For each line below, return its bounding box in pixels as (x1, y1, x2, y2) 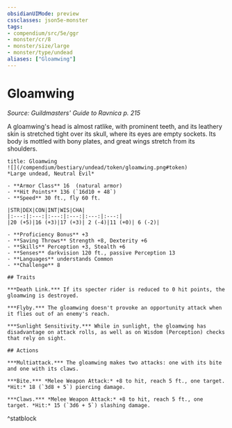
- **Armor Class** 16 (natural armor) (7, 182, 123, 189)
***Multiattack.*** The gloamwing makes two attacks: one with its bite (7, 359, 222, 366)
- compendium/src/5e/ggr (7, 29, 79, 37)
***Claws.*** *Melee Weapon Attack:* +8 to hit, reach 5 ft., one (7, 395, 204, 403)
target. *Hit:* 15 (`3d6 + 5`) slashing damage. (7, 402, 151, 408)
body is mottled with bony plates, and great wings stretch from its (7, 137, 196, 145)
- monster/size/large (7, 43, 70, 49)
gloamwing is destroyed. (7, 292, 79, 299)
